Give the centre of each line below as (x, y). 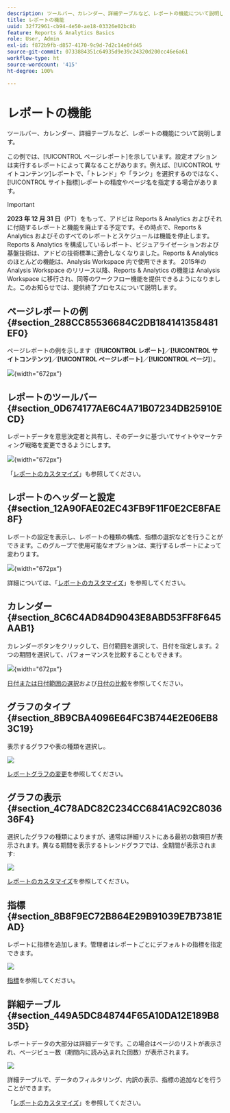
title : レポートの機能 (36, 20)
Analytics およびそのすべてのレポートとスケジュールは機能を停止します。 (110, 236)
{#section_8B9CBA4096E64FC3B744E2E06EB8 (113, 718)
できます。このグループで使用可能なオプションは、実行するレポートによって (114, 545)
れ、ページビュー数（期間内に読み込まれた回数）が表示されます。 (100, 1052)
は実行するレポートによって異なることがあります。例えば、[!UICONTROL (110, 165)
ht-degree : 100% (30, 71)
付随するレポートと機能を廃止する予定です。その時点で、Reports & (107, 227)
